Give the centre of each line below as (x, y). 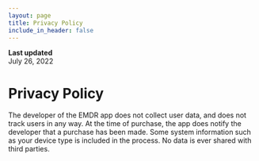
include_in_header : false (51, 30)
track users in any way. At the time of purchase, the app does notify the (125, 124)
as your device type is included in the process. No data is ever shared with (130, 140)
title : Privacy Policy (46, 23)
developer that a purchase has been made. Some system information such (130, 132)
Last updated (30, 53)
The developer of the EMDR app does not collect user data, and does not (128, 115)
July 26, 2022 (31, 61)
